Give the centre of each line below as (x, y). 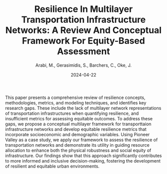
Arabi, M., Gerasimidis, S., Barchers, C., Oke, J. (83, 65)
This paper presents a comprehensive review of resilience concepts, (75, 97)
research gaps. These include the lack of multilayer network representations (83, 108)
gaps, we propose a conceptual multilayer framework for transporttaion (78, 124)
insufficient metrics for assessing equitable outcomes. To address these (79, 118)
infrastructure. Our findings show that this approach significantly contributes (83, 156)
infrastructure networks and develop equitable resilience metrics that (76, 129)
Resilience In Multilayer (83, 9)
